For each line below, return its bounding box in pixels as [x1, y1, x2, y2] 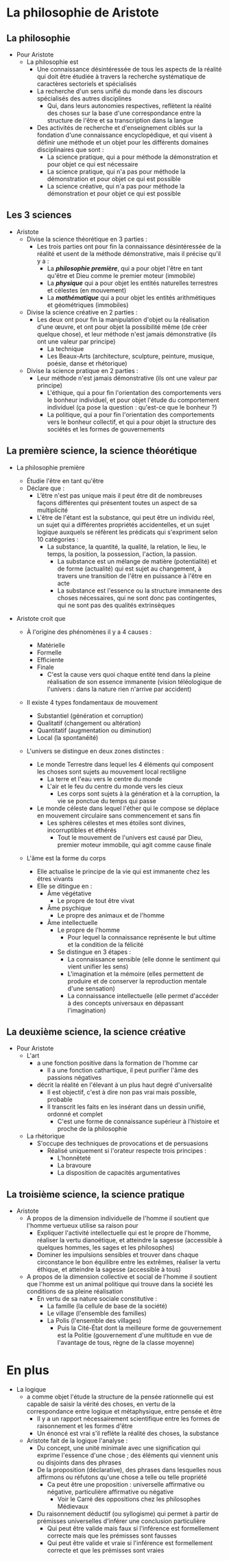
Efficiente [36, 655, 64, 663]
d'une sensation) [67, 984, 116, 992]
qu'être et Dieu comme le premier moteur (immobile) [47, 271, 196, 279]
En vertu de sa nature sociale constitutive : [36, 1295, 158, 1303]
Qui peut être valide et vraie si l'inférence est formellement [47, 1539, 213, 1547]
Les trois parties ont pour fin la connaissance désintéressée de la [36, 242, 221, 251]
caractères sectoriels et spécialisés [36, 80, 137, 87]
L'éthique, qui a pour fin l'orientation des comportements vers [47, 388, 222, 396]
